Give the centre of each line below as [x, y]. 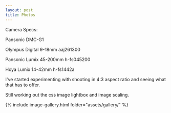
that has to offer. [23, 85]
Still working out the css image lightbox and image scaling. [67, 95]
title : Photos [20, 15]
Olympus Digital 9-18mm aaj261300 [43, 49]
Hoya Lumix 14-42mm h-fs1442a [40, 69]
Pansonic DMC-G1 [25, 40]
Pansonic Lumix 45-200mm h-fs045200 [48, 59]
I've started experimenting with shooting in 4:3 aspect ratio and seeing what [86, 79]
